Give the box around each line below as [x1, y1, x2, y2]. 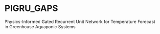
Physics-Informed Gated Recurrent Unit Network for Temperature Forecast [4, 19, 155, 24]
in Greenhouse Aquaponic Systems [4, 23, 76, 29]
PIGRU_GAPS [4, 3, 58, 14]
